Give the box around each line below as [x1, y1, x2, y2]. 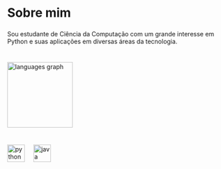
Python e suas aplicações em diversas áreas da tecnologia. [7, 37, 178, 46]
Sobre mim [7, 5, 71, 21]
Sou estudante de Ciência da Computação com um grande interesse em [7, 30, 215, 38]
